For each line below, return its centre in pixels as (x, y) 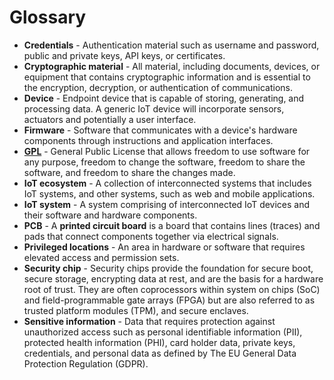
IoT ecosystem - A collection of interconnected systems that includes (167, 183)
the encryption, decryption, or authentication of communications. (158, 87)
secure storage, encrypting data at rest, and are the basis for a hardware (173, 278)
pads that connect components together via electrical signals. (151, 236)
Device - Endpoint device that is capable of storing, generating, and (164, 98)
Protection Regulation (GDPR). (86, 363)
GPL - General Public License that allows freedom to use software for (167, 151)
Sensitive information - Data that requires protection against (149, 321)
